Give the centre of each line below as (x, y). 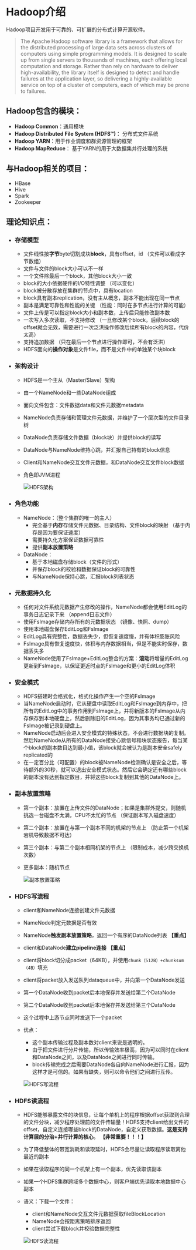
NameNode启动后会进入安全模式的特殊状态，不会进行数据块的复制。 (106, 733)
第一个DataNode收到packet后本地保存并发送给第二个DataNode (99, 993)
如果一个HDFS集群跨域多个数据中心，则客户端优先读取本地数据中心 (104, 1182)
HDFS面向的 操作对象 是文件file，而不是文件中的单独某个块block (99, 350)
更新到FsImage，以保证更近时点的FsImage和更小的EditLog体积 (99, 666)
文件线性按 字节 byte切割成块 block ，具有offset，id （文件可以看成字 (104, 254)
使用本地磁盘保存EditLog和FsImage (66, 629)
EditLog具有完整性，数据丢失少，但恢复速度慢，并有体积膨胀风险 (102, 636)
